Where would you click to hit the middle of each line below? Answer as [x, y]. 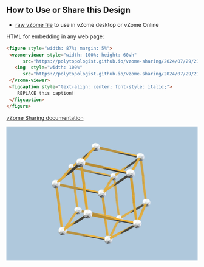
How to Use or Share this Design [68, 10]
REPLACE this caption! [46, 93]
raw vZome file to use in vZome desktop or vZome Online [87, 24]
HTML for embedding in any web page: [55, 36]
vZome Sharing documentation [45, 117]
